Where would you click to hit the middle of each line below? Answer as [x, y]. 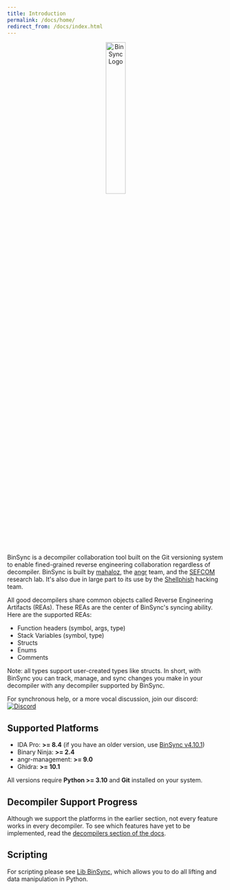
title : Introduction [37, 13]
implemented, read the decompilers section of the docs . [87, 833]
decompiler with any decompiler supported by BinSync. [86, 685]
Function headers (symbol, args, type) [71, 628]
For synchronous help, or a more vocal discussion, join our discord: [103, 699]
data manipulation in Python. [48, 879]
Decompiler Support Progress [72, 802]
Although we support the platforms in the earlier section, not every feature [113, 818]
